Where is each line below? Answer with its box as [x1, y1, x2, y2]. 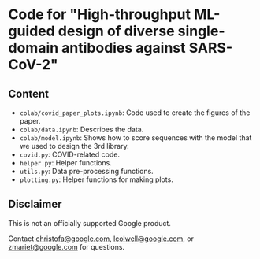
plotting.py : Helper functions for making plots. [19, 175, 173, 184]
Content [8, 87, 50, 100]
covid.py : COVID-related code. [19, 150, 121, 159]
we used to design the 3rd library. [19, 142, 129, 150]
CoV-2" [8, 56, 59, 74]
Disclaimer [8, 198, 62, 211]
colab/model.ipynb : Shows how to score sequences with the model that [19, 133, 252, 142]
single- [177, 22, 225, 40]
